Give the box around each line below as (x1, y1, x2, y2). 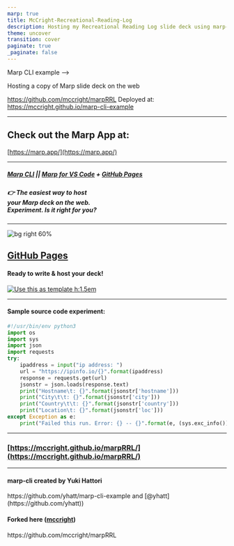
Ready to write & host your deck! (7, 270, 104, 278)
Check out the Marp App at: (7, 130, 130, 141)
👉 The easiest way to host (7, 188, 87, 196)
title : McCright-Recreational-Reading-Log (7, 17, 132, 24)
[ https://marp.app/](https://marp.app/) (7, 148, 118, 156)
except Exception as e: (7, 414, 77, 421)
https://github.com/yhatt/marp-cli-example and (7, 492, 143, 500)
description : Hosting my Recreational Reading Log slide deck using (7, 23, 210, 30)
